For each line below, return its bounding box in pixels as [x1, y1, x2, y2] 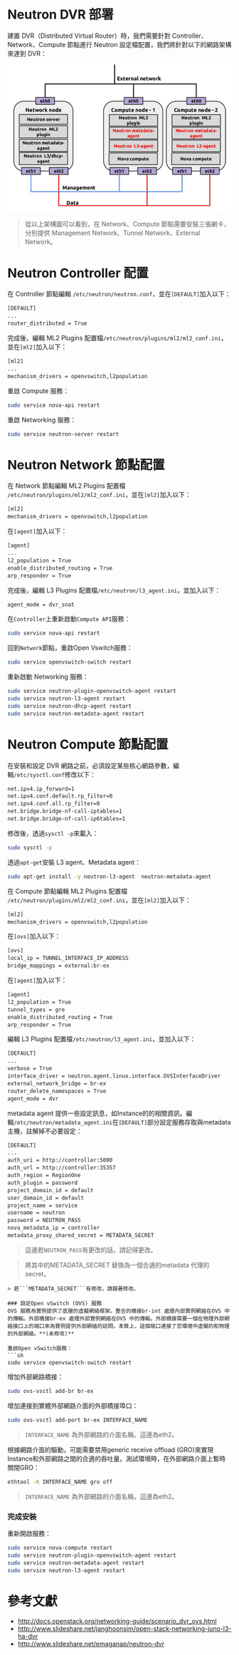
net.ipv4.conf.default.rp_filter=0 [7, 793, 113, 800]
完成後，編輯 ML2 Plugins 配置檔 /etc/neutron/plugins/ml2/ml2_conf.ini [7, 334, 222, 343]
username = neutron [7, 1209, 65, 1216]
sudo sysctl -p [7, 844, 53, 851]
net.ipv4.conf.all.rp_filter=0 [7, 800, 100, 808]
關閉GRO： [7, 1463, 41, 1471]
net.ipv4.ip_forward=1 [7, 785, 75, 793]
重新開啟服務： [7, 1529, 51, 1537]
